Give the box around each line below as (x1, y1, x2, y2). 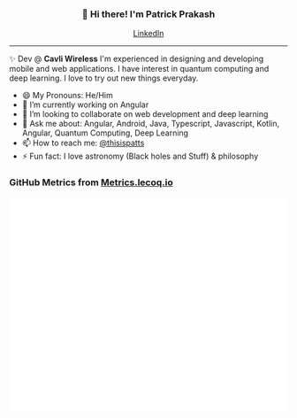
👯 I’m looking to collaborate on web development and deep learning (21, 109, 269, 120)
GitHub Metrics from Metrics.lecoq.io (9, 176, 174, 189)
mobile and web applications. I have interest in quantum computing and (9, 64, 270, 74)
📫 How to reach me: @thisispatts (21, 137, 145, 149)
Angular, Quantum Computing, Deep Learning (21, 128, 188, 138)
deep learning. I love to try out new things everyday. (9, 73, 199, 83)
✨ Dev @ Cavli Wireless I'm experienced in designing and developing (9, 53, 263, 65)
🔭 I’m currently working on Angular (21, 99, 149, 110)
